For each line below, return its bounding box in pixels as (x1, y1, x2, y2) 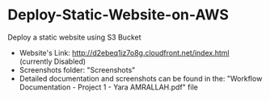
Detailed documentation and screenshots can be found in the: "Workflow (19, 73, 263, 83)
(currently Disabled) (19, 56, 86, 66)
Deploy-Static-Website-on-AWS (7, 6, 230, 24)
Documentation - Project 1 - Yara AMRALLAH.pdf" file (19, 82, 199, 92)
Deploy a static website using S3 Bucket (7, 32, 141, 42)
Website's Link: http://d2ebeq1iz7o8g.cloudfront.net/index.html (19, 48, 230, 57)
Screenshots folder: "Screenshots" (19, 65, 136, 74)
